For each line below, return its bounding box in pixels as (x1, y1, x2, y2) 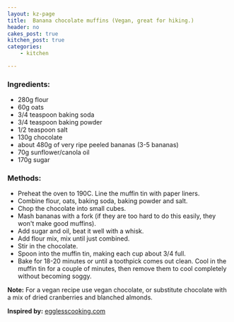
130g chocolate (17, 133, 63, 142)
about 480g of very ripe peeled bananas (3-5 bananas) (17, 141, 179, 149)
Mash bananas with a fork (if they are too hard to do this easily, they (17, 212, 216, 220)
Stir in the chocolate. (17, 242, 78, 251)
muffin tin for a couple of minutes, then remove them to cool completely (17, 265, 227, 273)
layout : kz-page (7, 10, 55, 18)
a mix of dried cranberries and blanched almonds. (7, 293, 153, 301)
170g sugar (17, 156, 50, 164)
